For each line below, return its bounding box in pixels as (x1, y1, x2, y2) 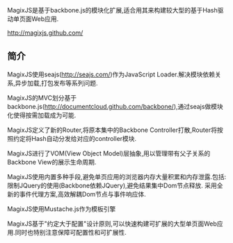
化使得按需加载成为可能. (7, 110, 77, 119)
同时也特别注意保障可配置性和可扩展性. (15, 228, 127, 236)
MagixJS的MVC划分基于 (7, 93, 77, 102)
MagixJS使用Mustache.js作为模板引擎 (7, 204, 116, 213)
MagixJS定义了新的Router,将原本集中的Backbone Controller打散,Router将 (7, 126, 218, 134)
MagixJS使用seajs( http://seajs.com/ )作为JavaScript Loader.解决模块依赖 (7, 70, 216, 78)
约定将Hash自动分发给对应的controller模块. (13, 134, 137, 142)
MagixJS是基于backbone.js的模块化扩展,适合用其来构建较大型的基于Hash (7, 6, 218, 14)
